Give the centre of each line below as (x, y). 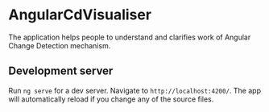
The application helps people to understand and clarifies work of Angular (130, 37)
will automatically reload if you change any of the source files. (111, 99)
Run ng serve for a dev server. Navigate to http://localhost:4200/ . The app (135, 90)
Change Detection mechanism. (60, 45)
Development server (61, 71)
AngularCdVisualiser (80, 15)
